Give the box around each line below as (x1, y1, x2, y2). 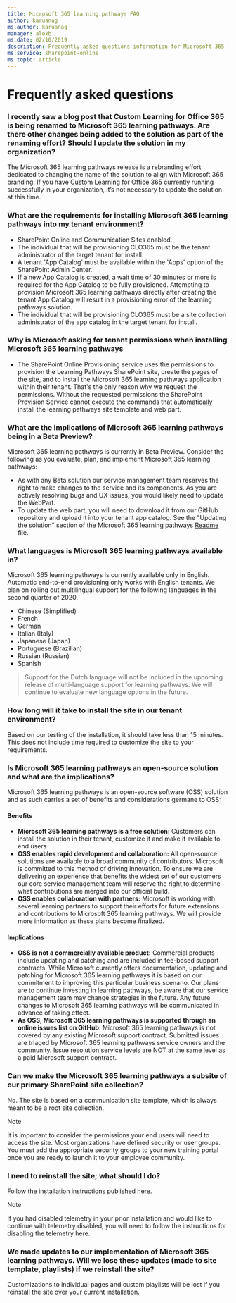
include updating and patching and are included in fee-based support (17, 956, 219, 965)
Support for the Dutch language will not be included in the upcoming (24, 673, 223, 681)
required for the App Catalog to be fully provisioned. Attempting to (17, 280, 209, 289)
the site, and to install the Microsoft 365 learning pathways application (17, 375, 221, 383)
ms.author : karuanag (7, 23, 68, 30)
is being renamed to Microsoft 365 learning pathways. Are (7, 121, 211, 130)
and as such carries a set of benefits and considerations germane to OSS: (7, 796, 221, 804)
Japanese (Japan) (17, 637, 71, 646)
